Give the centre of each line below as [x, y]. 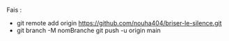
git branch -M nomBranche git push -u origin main [89, 30]
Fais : [14, 10]
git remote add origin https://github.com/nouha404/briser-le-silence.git [119, 23]
